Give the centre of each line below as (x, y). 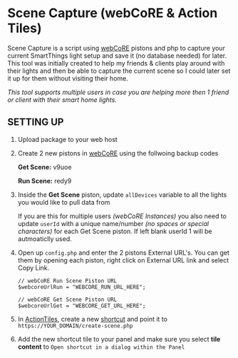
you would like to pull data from (64, 202)
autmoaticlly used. (45, 239)
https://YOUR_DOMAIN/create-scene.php (75, 326)
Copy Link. (33, 267)
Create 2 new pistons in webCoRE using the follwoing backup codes (118, 153)
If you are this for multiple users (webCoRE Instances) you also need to (122, 216)
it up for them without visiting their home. (68, 78)
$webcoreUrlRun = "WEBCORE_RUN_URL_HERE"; (82, 287)
